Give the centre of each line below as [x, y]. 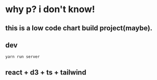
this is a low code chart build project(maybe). [79, 28]
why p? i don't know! [50, 9]
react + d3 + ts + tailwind [46, 72]
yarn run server [23, 57]
